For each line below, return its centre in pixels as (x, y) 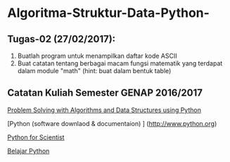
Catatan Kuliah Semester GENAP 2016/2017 (105, 93)
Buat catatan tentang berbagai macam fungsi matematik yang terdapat (120, 63)
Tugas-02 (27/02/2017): (62, 39)
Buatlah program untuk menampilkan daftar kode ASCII (97, 56)
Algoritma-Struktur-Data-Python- (108, 13)
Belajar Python (28, 151)
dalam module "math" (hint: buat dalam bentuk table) (94, 71)
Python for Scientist (36, 137)
